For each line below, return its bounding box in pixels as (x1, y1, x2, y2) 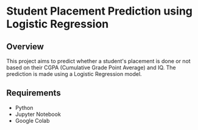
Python (15, 104, 34, 111)
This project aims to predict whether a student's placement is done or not (6, 58, 191, 64)
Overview (6, 41, 44, 52)
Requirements (6, 88, 61, 98)
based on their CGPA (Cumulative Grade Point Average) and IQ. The (6, 64, 176, 71)
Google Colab (15, 117, 50, 124)
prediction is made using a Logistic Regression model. (6, 70, 142, 77)
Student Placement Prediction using (6, 4, 193, 18)
